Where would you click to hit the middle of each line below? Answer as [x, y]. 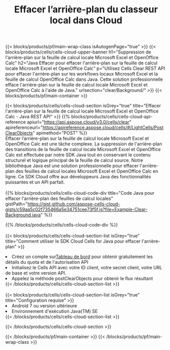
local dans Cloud [86, 20]
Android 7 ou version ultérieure [45, 306]
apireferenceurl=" [24, 127]
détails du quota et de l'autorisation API [47, 262]
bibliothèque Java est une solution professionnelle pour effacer [72, 166]
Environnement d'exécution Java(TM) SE [55, 311]
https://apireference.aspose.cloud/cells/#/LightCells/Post [103, 127]
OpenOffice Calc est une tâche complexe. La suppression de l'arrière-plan [84, 144]
